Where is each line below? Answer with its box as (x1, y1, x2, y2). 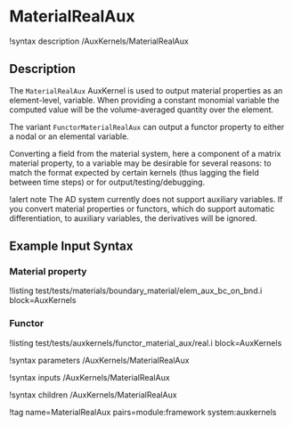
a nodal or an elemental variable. (9, 131, 129, 142)
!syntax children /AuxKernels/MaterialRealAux (9, 389, 177, 400)
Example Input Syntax (9, 239, 134, 254)
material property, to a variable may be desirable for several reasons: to (9, 158, 272, 168)
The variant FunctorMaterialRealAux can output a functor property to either (9, 121, 285, 132)
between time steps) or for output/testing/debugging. (9, 176, 206, 187)
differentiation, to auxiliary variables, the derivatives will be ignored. (9, 212, 258, 224)
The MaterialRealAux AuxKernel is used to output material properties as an (9, 85, 283, 95)
